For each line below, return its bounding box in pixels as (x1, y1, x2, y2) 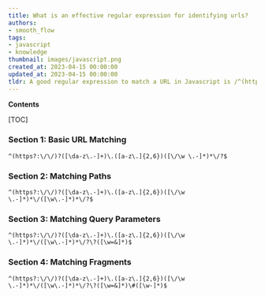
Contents (8, 100, 39, 109)
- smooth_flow (8, 26, 55, 34)
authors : (8, 19, 37, 27)
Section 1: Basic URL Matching (8, 134, 127, 145)
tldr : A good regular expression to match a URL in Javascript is (8, 77, 231, 85)
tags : (8, 33, 26, 42)
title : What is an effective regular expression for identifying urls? (8, 11, 248, 20)
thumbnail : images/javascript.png (8, 56, 122, 64)
